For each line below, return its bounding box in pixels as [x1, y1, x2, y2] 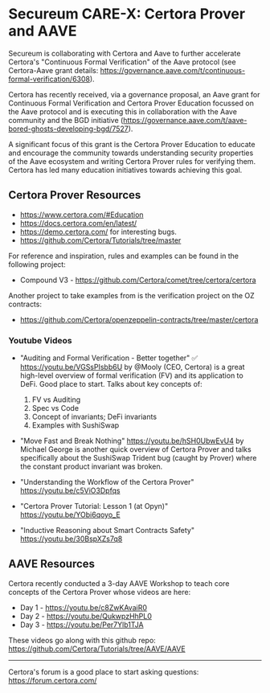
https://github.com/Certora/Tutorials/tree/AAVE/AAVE [8, 644, 186, 654]
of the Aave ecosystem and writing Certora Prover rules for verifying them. [8, 156, 256, 166]
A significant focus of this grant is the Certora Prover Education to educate [8, 139, 256, 149]
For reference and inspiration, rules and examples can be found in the [8, 251, 239, 260]
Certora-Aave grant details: [8, 65, 99, 75]
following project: [8, 259, 66, 269]
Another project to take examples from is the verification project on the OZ [8, 290, 255, 300]
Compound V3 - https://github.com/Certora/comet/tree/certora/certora [19, 275, 256, 285]
